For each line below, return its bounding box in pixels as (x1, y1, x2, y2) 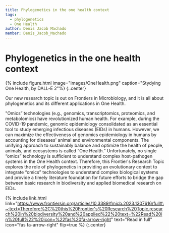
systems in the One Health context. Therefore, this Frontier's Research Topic (5, 158, 164, 164)
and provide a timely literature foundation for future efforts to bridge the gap (5, 174, 164, 181)
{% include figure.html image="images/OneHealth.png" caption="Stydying (5, 80, 161, 86)
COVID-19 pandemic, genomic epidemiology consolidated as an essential (5, 121, 158, 127)
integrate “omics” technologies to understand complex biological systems (5, 169, 158, 175)
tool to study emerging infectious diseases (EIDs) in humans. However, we (5, 126, 160, 132)
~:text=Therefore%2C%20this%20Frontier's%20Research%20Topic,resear (5, 205, 163, 212)
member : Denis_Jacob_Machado (5, 31, 67, 36)
